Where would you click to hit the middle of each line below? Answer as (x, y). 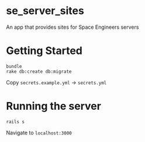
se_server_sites (45, 11)
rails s (15, 121)
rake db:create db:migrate (39, 72)
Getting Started (44, 51)
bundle (14, 66)
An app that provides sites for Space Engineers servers (72, 27)
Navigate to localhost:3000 (39, 133)
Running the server (53, 106)
